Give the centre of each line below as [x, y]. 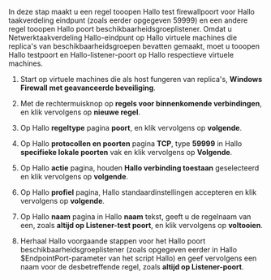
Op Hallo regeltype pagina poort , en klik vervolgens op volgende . [131, 128]
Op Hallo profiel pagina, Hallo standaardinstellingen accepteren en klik [138, 192]
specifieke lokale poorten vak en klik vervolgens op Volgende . [126, 152]
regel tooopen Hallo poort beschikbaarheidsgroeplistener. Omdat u [120, 29]
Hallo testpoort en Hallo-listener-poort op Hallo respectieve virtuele [121, 55]
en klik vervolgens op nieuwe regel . [80, 112]
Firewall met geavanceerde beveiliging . [88, 88]
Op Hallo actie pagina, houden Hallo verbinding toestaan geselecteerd [140, 168]
